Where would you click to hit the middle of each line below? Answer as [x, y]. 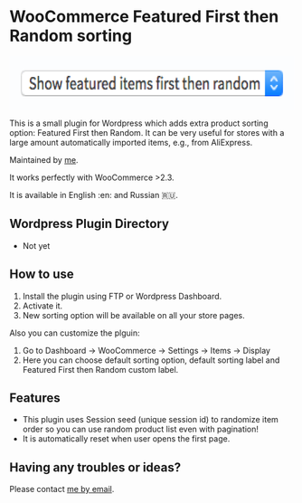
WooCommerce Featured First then [144, 17]
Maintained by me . [44, 159]
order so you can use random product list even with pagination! [141, 429]
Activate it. [42, 306]
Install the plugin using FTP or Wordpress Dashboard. [122, 296]
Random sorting [71, 36]
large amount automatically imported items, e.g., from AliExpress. [131, 142]
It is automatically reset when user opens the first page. [126, 439]
